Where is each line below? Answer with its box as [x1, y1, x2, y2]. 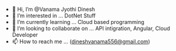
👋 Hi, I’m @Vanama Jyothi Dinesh [11, 6, 96, 13]
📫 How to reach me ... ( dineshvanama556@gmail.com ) [11, 38, 151, 45]
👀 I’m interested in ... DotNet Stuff [11, 12, 96, 19]
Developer [11, 31, 38, 38]
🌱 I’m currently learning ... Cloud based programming [11, 19, 145, 25]
